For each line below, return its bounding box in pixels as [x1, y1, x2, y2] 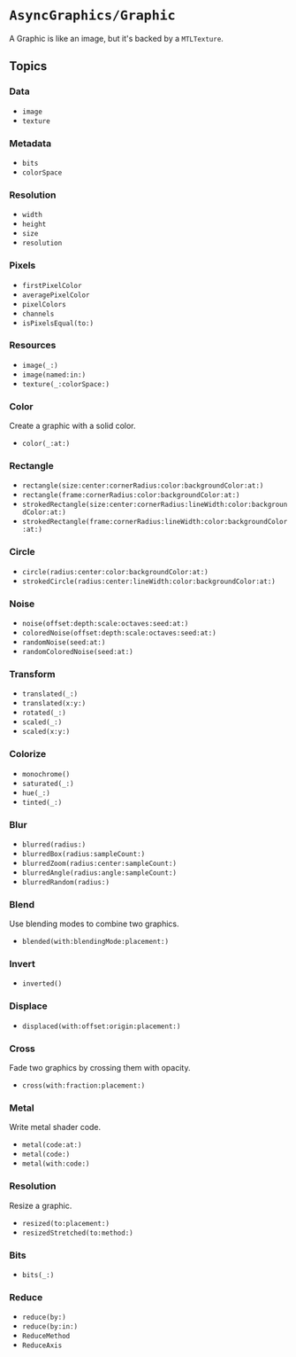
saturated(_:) [21, 779, 74, 788]
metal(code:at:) [21, 1141, 82, 1150]
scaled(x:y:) [21, 728, 71, 737]
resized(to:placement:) [21, 1219, 110, 1228]
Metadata [9, 136, 51, 149]
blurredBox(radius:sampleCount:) [21, 849, 146, 858]
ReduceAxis [21, 1341, 63, 1350]
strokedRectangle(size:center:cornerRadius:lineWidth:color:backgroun [21, 500, 288, 510]
